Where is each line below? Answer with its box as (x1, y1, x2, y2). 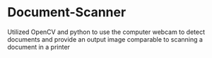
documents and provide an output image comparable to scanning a (7, 35, 204, 43)
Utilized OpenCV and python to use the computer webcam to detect (7, 28, 206, 36)
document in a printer (7, 42, 71, 51)
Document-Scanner (7, 4, 126, 21)
